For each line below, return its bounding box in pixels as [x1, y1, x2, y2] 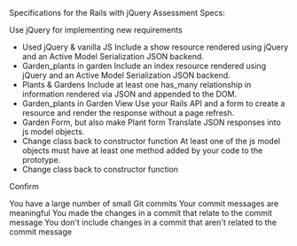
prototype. [21, 155, 61, 165]
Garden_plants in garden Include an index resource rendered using [21, 61, 267, 71]
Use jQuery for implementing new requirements [9, 25, 184, 35]
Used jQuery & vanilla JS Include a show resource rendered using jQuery [21, 42, 289, 52]
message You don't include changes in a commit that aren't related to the [9, 217, 277, 227]
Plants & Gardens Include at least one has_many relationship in [21, 80, 252, 89]
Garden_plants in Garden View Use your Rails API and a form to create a [21, 98, 285, 109]
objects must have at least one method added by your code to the [21, 145, 263, 156]
